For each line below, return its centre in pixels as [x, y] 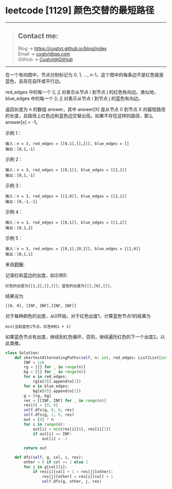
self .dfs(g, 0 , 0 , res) [49, 410]
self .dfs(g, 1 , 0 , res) [49, 415]
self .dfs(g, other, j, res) [72, 481]
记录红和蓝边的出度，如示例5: [37, 275]
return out [35, 448]
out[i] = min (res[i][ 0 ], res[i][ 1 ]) [72, 429]
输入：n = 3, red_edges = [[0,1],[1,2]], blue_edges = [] [67, 144]
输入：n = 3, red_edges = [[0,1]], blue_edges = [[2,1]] [66, 170]
